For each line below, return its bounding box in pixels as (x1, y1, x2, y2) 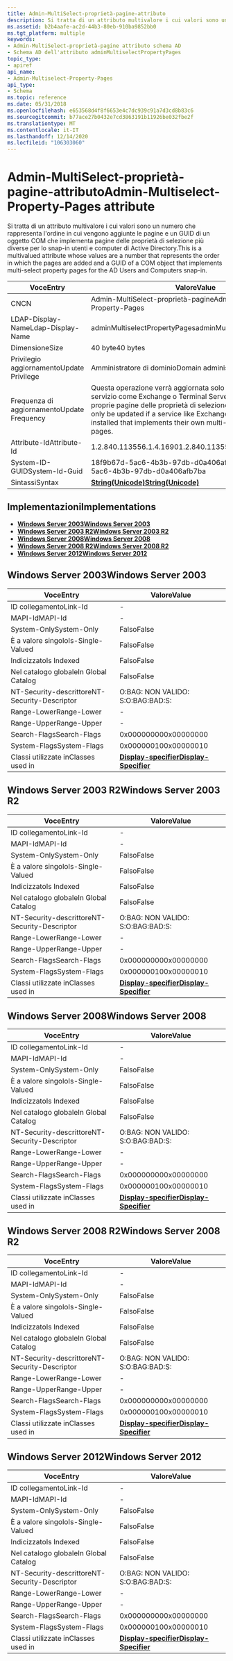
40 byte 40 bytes (91, 343, 146, 353)
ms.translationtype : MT (7, 120, 76, 127)
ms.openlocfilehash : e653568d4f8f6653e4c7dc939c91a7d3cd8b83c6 (7, 107, 194, 114)
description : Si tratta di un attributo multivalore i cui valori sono (7, 17, 218, 24)
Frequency (10, 414, 46, 423)
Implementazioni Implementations (7, 501, 156, 513)
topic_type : (7, 56, 42, 63)
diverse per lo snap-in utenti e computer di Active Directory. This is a (7, 244, 202, 252)
